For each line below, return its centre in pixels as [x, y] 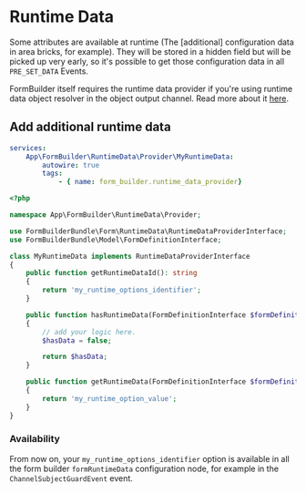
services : [28, 148]
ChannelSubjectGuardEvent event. [71, 478]
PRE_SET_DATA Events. [49, 71]
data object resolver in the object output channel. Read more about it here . [149, 98]
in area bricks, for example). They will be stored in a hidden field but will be [150, 51]
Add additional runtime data [90, 127]
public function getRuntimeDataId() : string [112, 273]
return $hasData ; [75, 357]
